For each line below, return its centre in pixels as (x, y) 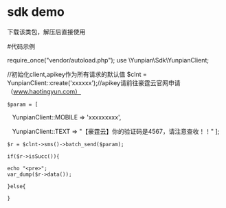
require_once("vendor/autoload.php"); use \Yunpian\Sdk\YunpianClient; (108, 60)
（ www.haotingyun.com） (44, 91)
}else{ (16, 186)
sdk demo (36, 12)
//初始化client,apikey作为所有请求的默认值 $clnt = (77, 74)
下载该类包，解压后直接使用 (46, 32)
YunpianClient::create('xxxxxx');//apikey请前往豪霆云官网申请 (94, 82)
